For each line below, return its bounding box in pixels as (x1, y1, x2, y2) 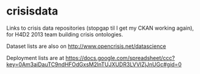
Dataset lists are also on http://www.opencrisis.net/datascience (6, 42, 166, 50)
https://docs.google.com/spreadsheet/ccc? (65, 54, 176, 61)
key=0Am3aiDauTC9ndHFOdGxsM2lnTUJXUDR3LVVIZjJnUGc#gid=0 (6, 61, 182, 68)
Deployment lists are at (6, 54, 64, 61)
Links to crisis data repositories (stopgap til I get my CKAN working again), (6, 24, 194, 32)
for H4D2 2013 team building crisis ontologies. (6, 30, 124, 38)
